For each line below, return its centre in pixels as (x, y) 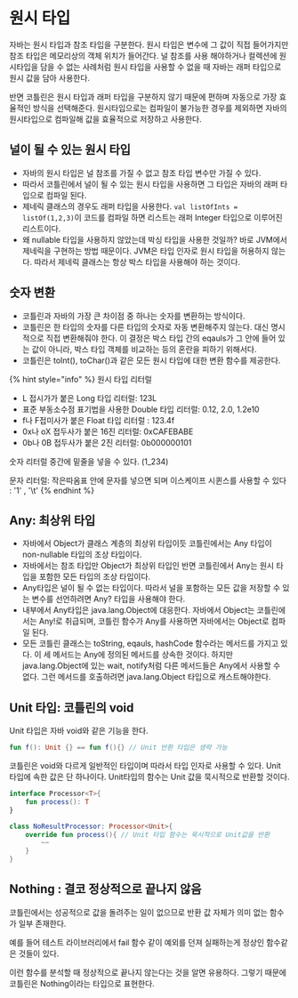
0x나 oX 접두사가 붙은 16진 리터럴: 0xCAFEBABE (108, 431)
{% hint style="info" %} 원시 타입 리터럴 (81, 379)
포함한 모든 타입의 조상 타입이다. (95, 577)
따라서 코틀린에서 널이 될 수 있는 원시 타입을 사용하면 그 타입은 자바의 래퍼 (150, 184)
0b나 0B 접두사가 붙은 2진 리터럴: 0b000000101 (107, 442)
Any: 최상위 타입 (52, 520)
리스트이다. (41, 229)
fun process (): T (57, 801)
